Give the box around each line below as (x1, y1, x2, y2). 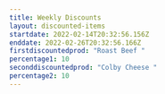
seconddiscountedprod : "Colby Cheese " (9, 64, 158, 73)
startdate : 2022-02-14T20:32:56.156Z (9, 30, 150, 38)
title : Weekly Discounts (9, 13, 102, 22)
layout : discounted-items (9, 21, 105, 30)
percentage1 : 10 (9, 55, 70, 64)
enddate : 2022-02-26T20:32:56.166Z (9, 38, 142, 47)
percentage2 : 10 (9, 72, 70, 81)
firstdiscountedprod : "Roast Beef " (9, 47, 145, 56)
